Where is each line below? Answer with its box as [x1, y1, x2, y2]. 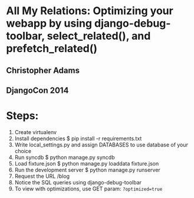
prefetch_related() [6, 42, 98, 56]
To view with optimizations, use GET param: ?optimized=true [14, 185, 163, 192]
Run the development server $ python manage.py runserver [14, 166, 160, 173]
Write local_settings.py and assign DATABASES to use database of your [14, 141, 189, 148]
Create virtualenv [14, 128, 57, 135]
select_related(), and [47, 30, 151, 43]
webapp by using [6, 17, 93, 30]
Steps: [6, 109, 39, 122]
